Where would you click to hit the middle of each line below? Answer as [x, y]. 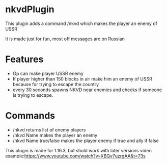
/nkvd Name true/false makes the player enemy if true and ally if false [86, 141]
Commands [30, 116]
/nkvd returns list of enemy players [49, 130]
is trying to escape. [33, 95]
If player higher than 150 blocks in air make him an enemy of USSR [82, 79]
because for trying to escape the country [56, 84]
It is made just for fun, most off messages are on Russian [65, 39]
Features [24, 59]
